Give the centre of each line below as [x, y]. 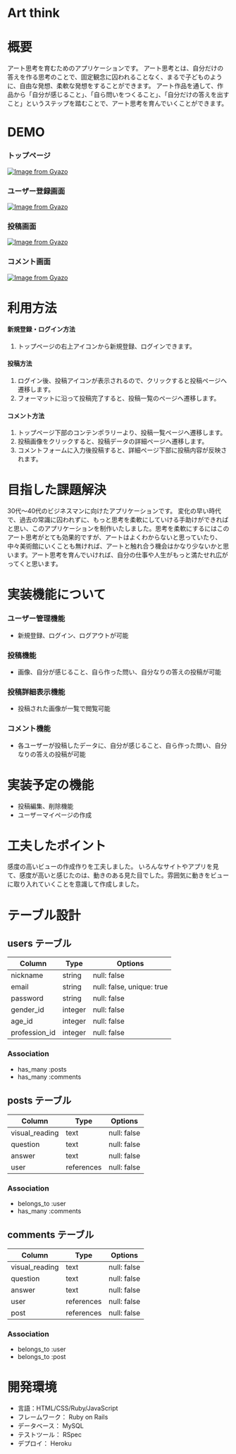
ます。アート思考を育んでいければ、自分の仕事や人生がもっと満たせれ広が [121, 555]
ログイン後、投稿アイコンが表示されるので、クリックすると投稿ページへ [122, 381]
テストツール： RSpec [50, 1434]
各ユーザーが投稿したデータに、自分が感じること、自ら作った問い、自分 [122, 745]
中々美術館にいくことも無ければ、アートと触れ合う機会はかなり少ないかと [115, 546]
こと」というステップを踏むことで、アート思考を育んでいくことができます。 [118, 104]
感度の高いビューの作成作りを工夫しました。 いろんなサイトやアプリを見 [113, 867]
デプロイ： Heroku [44, 1443]
